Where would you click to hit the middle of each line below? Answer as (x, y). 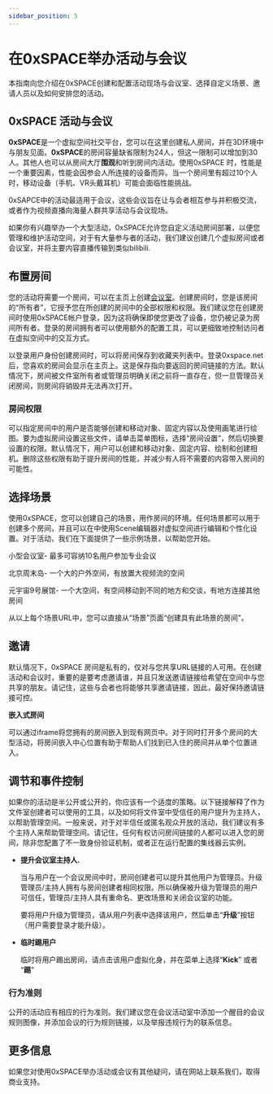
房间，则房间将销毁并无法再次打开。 (76, 386)
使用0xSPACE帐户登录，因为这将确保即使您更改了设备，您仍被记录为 (138, 317)
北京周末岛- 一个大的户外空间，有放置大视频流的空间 (97, 573)
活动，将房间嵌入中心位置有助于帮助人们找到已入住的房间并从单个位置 (132, 742)
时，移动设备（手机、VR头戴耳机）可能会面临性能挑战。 (102, 183)
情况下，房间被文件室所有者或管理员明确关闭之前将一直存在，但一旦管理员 (133, 376)
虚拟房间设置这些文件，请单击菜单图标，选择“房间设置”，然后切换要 (150, 438)
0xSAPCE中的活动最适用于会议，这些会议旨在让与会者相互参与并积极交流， (135, 200)
